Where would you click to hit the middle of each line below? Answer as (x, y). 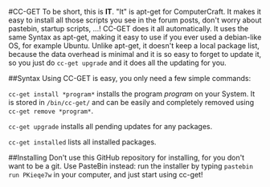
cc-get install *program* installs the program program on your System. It (132, 94)
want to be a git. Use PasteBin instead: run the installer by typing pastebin (131, 166)
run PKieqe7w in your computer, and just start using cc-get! (106, 175)
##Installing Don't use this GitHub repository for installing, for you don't (127, 157)
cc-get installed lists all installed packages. (82, 142)
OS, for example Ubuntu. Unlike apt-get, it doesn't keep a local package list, (134, 46)
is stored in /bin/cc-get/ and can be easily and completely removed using (131, 102)
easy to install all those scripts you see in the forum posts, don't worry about (135, 20)
